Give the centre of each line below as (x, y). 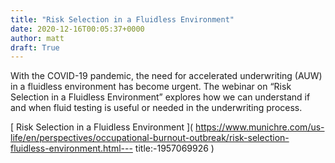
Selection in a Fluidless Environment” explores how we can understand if (160, 97)
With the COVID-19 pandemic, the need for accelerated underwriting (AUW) (166, 76)
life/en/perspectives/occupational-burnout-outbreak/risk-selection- (150, 138)
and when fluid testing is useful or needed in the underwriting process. (156, 108)
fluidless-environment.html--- (71, 148)
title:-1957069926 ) (174, 148)
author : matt (37, 38)
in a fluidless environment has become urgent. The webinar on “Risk (151, 87)
